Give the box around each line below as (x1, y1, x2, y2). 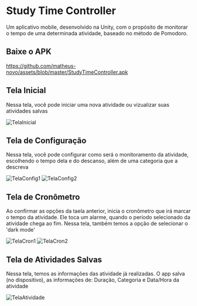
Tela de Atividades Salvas (6, 254, 103, 264)
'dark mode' (6, 226, 35, 233)
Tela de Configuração (6, 135, 87, 145)
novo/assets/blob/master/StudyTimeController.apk (6, 69, 128, 76)
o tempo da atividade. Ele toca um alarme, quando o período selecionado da (6, 214, 191, 221)
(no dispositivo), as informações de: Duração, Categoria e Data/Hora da (6, 277, 179, 283)
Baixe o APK (6, 47, 52, 57)
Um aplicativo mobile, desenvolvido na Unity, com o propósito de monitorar (6, 23, 188, 30)
